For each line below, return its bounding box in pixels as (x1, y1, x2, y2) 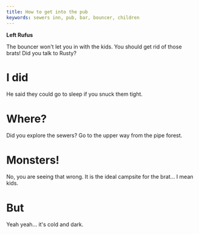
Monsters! (6, 153, 59, 167)
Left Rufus (6, 31, 33, 38)
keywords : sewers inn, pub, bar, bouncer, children (6, 15, 140, 21)
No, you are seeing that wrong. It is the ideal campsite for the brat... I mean (6, 173, 194, 181)
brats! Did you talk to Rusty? (6, 49, 77, 56)
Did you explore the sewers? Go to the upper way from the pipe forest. (6, 132, 183, 139)
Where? (6, 112, 47, 125)
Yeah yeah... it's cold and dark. (6, 221, 84, 228)
